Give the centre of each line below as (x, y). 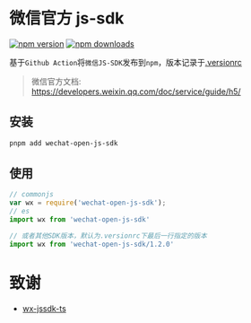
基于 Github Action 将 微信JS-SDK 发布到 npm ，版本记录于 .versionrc (125, 62)
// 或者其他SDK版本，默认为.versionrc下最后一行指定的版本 (108, 236)
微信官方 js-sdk (67, 18)
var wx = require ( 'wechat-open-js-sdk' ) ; (88, 203)
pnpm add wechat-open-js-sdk (64, 143)
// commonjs (31, 195)
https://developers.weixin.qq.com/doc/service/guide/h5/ (136, 92)
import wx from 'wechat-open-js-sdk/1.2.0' (92, 244)
